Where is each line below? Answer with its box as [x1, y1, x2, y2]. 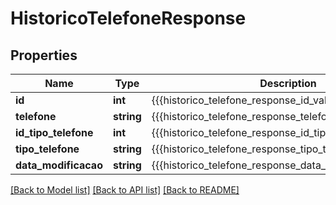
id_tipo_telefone [15, 126, 94, 139]
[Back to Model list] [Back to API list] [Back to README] [10, 184, 240, 196]
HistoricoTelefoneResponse [10, 7, 247, 30]
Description [259, 77, 317, 90]
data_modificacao [15, 158, 103, 172]
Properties [10, 47, 78, 64]
